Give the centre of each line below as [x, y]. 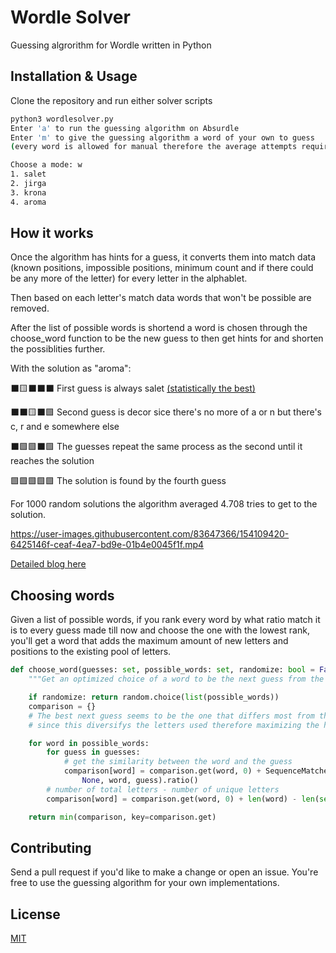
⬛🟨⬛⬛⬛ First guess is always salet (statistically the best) [133, 388]
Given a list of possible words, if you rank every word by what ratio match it [165, 620]
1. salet [28, 174]
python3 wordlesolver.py [62, 119]
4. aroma [28, 202]
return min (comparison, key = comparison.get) [122, 817]
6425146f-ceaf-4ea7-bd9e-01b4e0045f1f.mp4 [107, 545]
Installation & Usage [74, 76]
